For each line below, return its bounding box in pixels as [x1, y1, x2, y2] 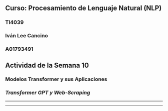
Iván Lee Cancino [5, 32, 48, 39]
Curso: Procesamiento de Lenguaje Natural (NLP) [5, 4, 162, 12]
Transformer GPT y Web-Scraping [5, 89, 90, 96]
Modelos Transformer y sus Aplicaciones [5, 76, 107, 83]
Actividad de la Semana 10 [5, 61, 89, 69]
